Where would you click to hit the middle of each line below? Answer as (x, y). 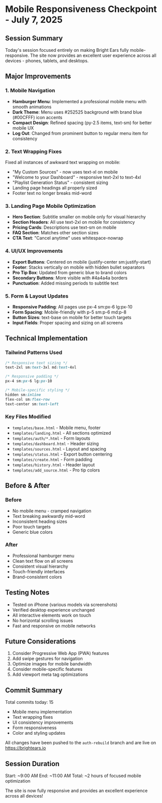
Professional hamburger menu (43, 556)
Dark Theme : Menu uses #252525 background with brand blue (77, 112)
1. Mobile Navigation (30, 91)
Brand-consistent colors (37, 577)
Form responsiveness (35, 728)
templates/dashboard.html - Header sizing (56, 443)
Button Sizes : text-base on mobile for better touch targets (72, 317)
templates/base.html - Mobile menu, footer (56, 428)
